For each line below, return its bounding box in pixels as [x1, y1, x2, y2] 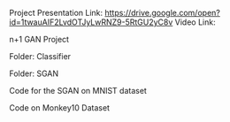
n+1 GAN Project [9, 34, 69, 44]
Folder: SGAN [9, 68, 59, 79]
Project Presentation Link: [9, 8, 103, 18]
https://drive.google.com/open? [104, 8, 221, 18]
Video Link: [174, 17, 216, 27]
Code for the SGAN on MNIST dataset [9, 86, 148, 95]
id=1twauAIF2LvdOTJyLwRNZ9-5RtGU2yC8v [9, 17, 173, 27]
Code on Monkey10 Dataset [9, 103, 111, 113]
